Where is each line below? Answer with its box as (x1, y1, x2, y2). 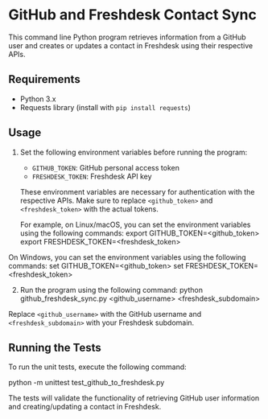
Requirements (8, 72, 80, 86)
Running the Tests (8, 340, 102, 355)
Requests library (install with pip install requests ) (19, 102, 192, 112)
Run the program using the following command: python (19, 285, 204, 294)
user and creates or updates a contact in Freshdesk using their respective (8, 40, 254, 50)
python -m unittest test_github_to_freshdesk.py (8, 378, 165, 388)
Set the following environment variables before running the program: (19, 147, 248, 157)
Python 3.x (19, 94, 56, 104)
